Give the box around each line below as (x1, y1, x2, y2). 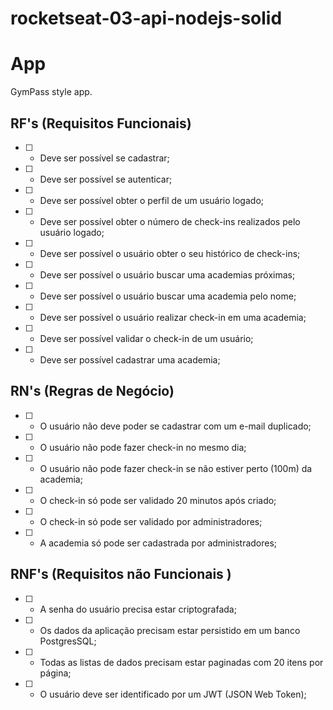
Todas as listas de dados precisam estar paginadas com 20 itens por (39, 656, 324, 668)
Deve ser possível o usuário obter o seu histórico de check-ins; (39, 247, 301, 259)
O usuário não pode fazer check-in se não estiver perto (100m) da (39, 462, 313, 474)
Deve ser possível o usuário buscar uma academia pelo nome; (39, 290, 297, 302)
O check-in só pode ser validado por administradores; (39, 515, 263, 527)
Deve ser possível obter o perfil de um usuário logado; (39, 194, 265, 206)
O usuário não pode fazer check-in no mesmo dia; (39, 441, 247, 453)
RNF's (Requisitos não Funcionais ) (10, 566, 232, 583)
